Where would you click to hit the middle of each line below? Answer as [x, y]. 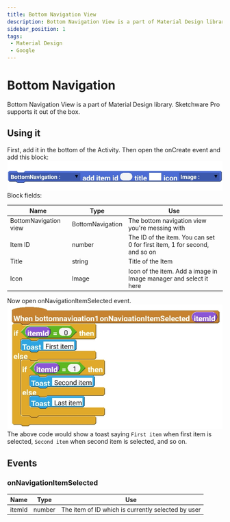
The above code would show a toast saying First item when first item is [110, 434]
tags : [15, 36]
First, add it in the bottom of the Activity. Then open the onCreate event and [114, 150]
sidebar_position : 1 [37, 29]
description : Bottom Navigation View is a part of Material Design [105, 22]
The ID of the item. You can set [172, 237]
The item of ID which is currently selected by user [131, 509]
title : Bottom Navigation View [52, 14]
